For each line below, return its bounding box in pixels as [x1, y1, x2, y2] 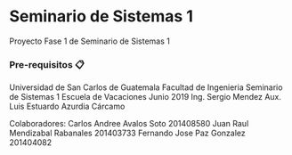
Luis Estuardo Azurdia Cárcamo [9, 101, 126, 112]
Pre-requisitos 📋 [9, 58, 85, 70]
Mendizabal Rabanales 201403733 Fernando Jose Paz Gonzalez [9, 127, 247, 139]
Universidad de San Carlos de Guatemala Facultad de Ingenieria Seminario [9, 82, 283, 93]
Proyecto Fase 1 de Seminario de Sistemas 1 [9, 36, 171, 46]
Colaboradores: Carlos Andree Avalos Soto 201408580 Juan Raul [9, 118, 249, 129]
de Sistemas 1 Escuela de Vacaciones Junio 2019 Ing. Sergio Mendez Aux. [9, 92, 282, 102]
